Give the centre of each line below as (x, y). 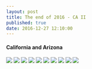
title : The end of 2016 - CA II (46, 17)
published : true (26, 23)
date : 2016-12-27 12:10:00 (39, 28)
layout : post (22, 12)
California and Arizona (34, 47)
